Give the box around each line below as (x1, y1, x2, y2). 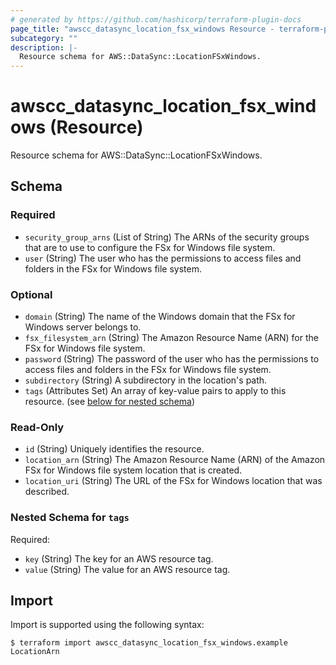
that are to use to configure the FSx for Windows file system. (24, 241, 276, 253)
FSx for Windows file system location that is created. (24, 464, 243, 476)
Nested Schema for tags (10, 511, 130, 525)
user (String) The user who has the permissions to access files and (24, 252, 302, 264)
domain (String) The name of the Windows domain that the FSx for (24, 311, 296, 323)
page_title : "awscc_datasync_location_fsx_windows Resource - (10, 24, 275, 34)
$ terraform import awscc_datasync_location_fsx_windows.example (10, 638, 288, 648)
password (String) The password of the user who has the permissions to (24, 353, 320, 365)
